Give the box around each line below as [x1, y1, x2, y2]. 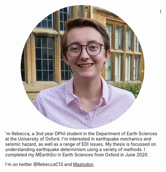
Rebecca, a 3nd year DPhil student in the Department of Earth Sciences [11, 131, 158, 136]
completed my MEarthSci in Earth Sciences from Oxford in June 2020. [5, 152, 149, 158]
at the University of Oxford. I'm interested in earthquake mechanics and [5, 136, 152, 142]
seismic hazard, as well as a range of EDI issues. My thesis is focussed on [5, 141, 157, 147]
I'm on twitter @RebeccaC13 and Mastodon [5, 162, 94, 167]
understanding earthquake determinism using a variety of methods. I [5, 147, 145, 152]
